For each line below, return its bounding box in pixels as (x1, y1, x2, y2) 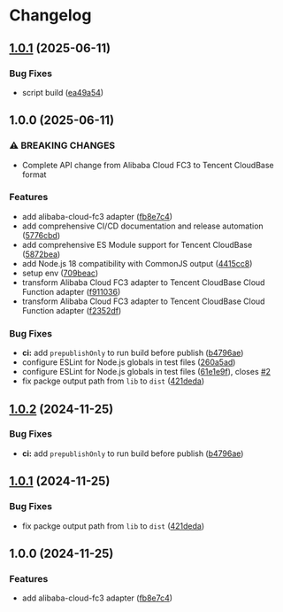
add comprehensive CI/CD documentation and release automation (21, 221, 264, 231)
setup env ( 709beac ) (21, 267, 99, 278)
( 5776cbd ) (21, 229, 61, 240)
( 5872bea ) (21, 249, 61, 260)
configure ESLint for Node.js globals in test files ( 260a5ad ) (21, 357, 236, 368)
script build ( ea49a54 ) (21, 87, 104, 97)
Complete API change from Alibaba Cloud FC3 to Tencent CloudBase (21, 159, 274, 170)
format (21, 169, 47, 180)
